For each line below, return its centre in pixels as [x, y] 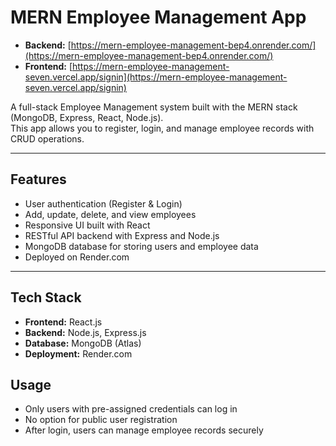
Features [38, 179]
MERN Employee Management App [158, 17]
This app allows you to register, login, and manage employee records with [162, 128]
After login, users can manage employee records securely [144, 430]
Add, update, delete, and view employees [110, 214]
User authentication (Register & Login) [103, 203]
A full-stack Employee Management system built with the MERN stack [154, 107]
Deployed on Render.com [77, 257]
